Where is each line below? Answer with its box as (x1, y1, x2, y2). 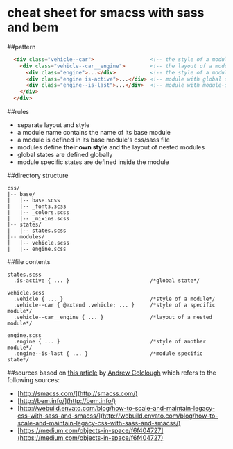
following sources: (7, 376, 60, 384)
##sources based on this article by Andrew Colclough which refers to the (7, 368, 216, 377)
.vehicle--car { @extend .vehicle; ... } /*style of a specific (13, 302, 216, 309)
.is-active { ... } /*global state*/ (13, 277, 200, 284)
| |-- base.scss (7, 197, 60, 204)
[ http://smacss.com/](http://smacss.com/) (17, 389, 138, 398)
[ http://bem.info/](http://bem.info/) (17, 397, 116, 405)
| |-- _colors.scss (7, 209, 70, 216)
